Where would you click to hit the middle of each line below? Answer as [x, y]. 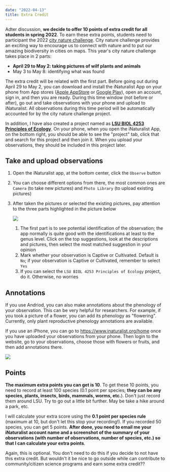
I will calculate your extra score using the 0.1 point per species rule [76, 416]
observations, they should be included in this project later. [66, 145]
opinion [28, 250]
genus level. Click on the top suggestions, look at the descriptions [89, 239]
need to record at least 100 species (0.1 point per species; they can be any [83, 390]
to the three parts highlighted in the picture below [64, 209]
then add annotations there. [34, 347]
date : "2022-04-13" [26, 10]
